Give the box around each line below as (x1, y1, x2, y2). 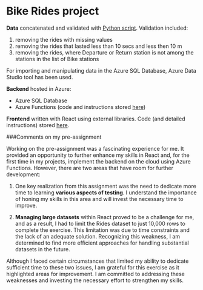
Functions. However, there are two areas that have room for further (6, 164, 174, 171)
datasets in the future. (15, 245, 71, 252)
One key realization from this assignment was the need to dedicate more (15, 182, 197, 189)
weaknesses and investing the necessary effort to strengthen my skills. (6, 277, 184, 284)
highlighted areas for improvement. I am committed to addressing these (6, 270, 185, 277)
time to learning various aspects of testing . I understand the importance (15, 189, 197, 196)
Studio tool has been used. (6, 73, 73, 81)
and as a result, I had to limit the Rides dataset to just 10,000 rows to (15, 220, 186, 227)
